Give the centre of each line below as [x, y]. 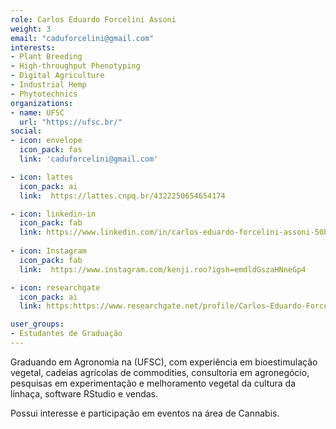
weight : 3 [31, 29]
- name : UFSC [37, 112]
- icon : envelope [46, 141]
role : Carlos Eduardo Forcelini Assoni [93, 19]
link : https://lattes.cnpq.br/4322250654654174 [122, 196]
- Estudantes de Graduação [66, 334]
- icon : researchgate [55, 287]
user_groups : [37, 324]
